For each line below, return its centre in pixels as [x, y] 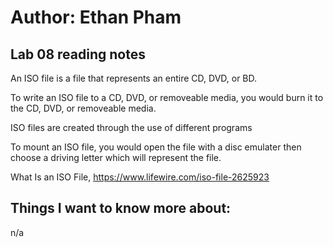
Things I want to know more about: [121, 208]
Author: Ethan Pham [96, 17]
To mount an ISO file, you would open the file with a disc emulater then [156, 147]
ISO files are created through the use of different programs [131, 127]
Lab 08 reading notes [78, 54]
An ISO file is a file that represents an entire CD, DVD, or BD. [134, 78]
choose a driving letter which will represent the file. [116, 157]
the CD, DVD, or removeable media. [83, 108]
